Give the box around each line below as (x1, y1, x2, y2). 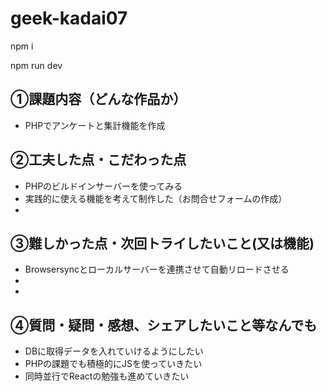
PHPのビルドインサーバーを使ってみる (24, 180, 183, 192)
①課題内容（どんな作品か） (10, 91, 187, 108)
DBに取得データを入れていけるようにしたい (24, 345, 204, 357)
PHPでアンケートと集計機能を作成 (24, 119, 166, 131)
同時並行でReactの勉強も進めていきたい (24, 370, 190, 382)
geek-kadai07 (10, 7, 128, 30)
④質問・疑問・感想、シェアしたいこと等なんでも (10, 317, 318, 334)
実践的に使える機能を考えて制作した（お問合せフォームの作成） (24, 192, 288, 204)
